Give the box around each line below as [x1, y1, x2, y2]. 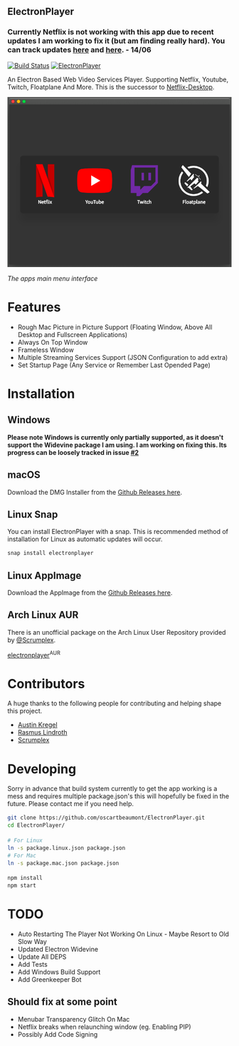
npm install [7, 875, 43, 882]
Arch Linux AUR [7, 609, 79, 621]
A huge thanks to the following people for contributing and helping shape [7, 699, 222, 708]
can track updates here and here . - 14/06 [7, 45, 152, 55]
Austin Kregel [17, 720, 58, 729]
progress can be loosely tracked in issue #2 [7, 448, 139, 456]
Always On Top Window [17, 338, 88, 346]
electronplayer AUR [7, 649, 60, 659]
